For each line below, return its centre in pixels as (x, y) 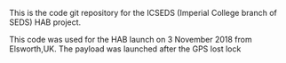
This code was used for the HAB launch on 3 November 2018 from (131, 39)
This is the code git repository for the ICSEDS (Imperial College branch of (143, 13)
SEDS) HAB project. (45, 22)
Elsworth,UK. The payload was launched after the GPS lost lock (125, 49)
